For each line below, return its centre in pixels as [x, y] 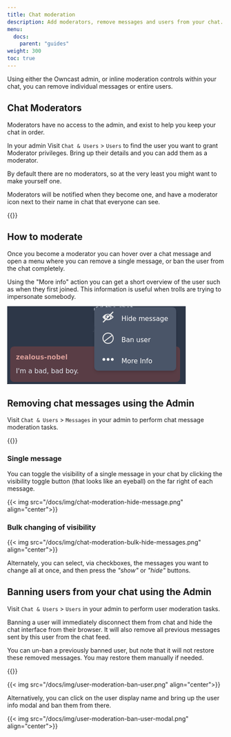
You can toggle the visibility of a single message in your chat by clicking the [115, 473]
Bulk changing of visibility [52, 527]
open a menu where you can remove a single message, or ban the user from [115, 261]
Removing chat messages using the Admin [101, 403]
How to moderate [45, 237]
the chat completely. [36, 268]
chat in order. [26, 132]
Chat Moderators [44, 108]
